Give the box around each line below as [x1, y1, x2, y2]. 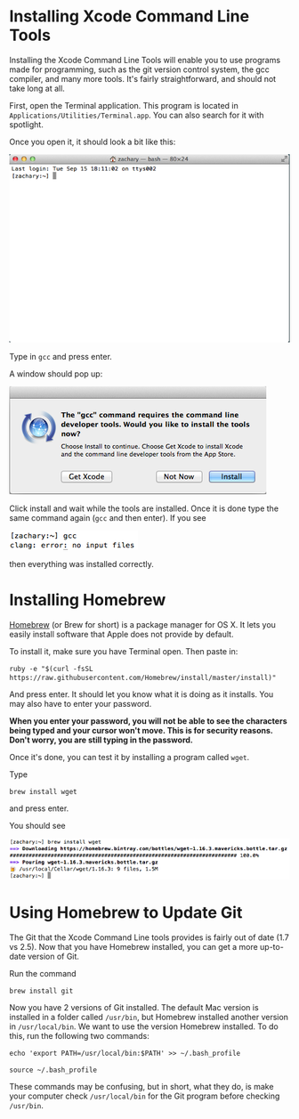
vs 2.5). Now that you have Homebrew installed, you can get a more [9, 941, 258, 952]
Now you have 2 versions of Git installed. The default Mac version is [9, 1001, 260, 1012]
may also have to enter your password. [9, 699, 152, 710]
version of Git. [27, 951, 80, 961]
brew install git [9, 986, 74, 995]
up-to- [259, 941, 285, 952]
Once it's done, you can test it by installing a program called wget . [9, 752, 250, 763]
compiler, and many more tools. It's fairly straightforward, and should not [9, 73, 277, 84]
